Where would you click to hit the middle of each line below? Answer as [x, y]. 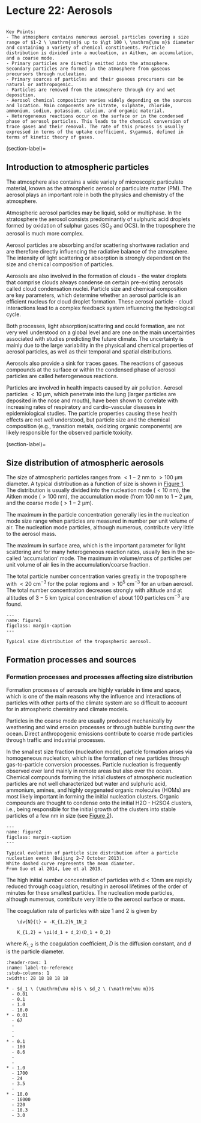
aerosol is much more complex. [45, 233]
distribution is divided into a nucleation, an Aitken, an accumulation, [100, 53]
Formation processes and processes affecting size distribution [100, 677]
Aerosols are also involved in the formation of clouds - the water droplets [97, 276]
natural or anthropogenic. [40, 84]
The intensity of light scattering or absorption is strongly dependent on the [98, 258]
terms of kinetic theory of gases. [51, 137]
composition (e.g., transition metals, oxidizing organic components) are [94, 426]
